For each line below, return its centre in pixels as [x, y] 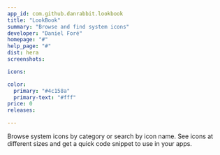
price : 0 [20, 104]
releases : [22, 110]
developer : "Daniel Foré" [45, 33]
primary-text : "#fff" [45, 97]
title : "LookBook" [34, 20]
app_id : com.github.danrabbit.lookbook [65, 14]
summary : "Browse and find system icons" [68, 27]
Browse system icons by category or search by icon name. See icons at [110, 136]
